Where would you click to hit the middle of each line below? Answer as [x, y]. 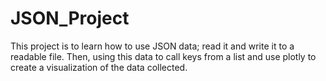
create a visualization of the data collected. [99, 67]
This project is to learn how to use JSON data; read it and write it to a [152, 46]
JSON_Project [70, 18]
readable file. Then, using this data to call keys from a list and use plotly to [163, 56]
